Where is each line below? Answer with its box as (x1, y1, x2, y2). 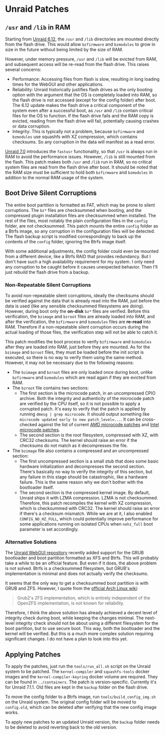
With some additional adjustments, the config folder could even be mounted (5, 248, 159, 254)
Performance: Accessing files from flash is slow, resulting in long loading (12, 76, 160, 82)
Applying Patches (5, 650, 61, 659)
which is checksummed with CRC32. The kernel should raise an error (19, 505, 160, 511)
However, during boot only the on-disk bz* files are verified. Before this (5, 308, 150, 314)
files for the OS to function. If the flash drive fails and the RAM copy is (12, 113, 154, 119)
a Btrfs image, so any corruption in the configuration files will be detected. (5, 228, 156, 234)
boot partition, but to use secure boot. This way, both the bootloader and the (5, 626, 160, 632)
